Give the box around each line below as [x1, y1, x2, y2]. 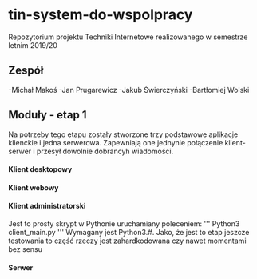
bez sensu [8, 244, 42, 253]
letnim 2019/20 [8, 40, 58, 50]
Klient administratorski [8, 201, 86, 211]
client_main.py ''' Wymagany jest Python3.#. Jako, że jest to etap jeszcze [8, 227, 250, 237]
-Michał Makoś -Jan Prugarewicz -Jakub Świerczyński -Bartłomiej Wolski [8, 85, 250, 94]
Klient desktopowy [8, 165, 73, 174]
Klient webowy [8, 182, 59, 193]
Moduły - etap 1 [8, 108, 87, 122]
